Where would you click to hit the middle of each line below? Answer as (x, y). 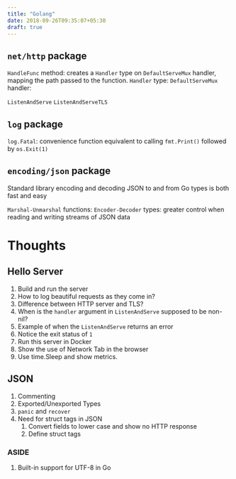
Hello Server (35, 271)
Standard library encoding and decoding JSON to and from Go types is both (118, 188)
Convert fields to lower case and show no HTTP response (112, 426)
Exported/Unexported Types (59, 403)
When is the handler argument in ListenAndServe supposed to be (112, 311)
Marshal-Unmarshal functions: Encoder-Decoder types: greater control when (116, 209)
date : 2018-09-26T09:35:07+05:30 (57, 21)
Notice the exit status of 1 (55, 334)
